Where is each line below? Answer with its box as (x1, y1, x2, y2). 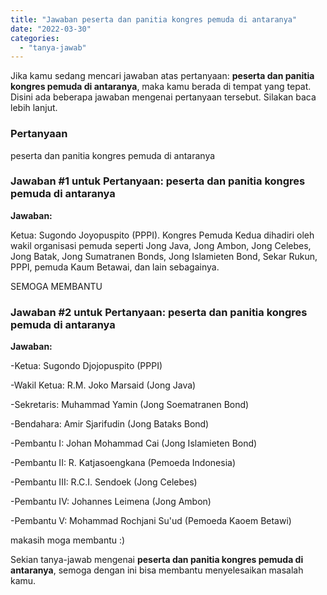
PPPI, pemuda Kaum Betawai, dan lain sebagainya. (10, 261, 220, 273)
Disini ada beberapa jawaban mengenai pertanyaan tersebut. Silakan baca (10, 91, 317, 103)
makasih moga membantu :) (10, 534, 126, 546)
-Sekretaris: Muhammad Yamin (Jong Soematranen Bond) (10, 399, 250, 411)
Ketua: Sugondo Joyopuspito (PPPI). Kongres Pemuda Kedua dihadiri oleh (10, 229, 315, 241)
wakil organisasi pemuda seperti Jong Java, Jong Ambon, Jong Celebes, (10, 239, 312, 251)
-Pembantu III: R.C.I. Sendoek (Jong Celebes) (10, 476, 198, 488)
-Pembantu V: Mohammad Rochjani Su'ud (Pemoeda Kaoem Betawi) (10, 515, 292, 527)
